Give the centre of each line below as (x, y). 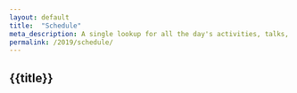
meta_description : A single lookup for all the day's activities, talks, (149, 34)
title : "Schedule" (45, 26)
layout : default (39, 17)
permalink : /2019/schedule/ (62, 42)
